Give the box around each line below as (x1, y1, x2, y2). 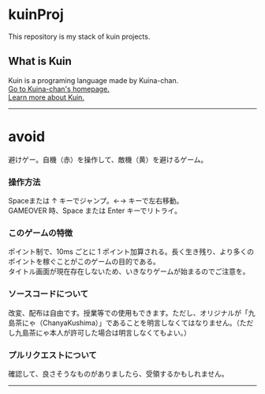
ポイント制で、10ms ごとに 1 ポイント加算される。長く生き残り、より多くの (8, 247, 255, 256)
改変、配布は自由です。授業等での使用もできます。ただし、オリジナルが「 (8, 308, 248, 317)
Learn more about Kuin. (8, 93, 85, 102)
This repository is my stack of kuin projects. (8, 32, 151, 41)
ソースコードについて (8, 289, 89, 300)
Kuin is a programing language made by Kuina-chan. (8, 75, 179, 85)
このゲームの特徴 (8, 227, 73, 238)
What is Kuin (8, 55, 73, 68)
